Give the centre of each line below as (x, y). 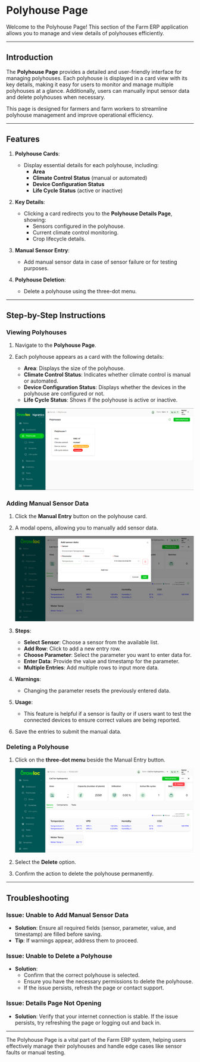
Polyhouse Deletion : (40, 280)
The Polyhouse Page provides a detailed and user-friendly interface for (94, 71)
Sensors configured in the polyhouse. (79, 226)
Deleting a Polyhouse (38, 747)
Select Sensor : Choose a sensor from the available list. (91, 642)
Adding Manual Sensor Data (48, 503)
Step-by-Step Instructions (56, 315)
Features (23, 140)
